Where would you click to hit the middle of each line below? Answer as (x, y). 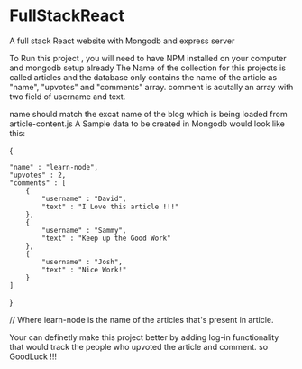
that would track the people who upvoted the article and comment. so (139, 346)
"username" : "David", (84, 198)
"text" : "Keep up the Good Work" (106, 238)
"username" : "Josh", (82, 262)
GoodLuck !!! (33, 356)
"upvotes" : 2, (38, 175)
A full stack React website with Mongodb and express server (122, 41)
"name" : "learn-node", (54, 167)
